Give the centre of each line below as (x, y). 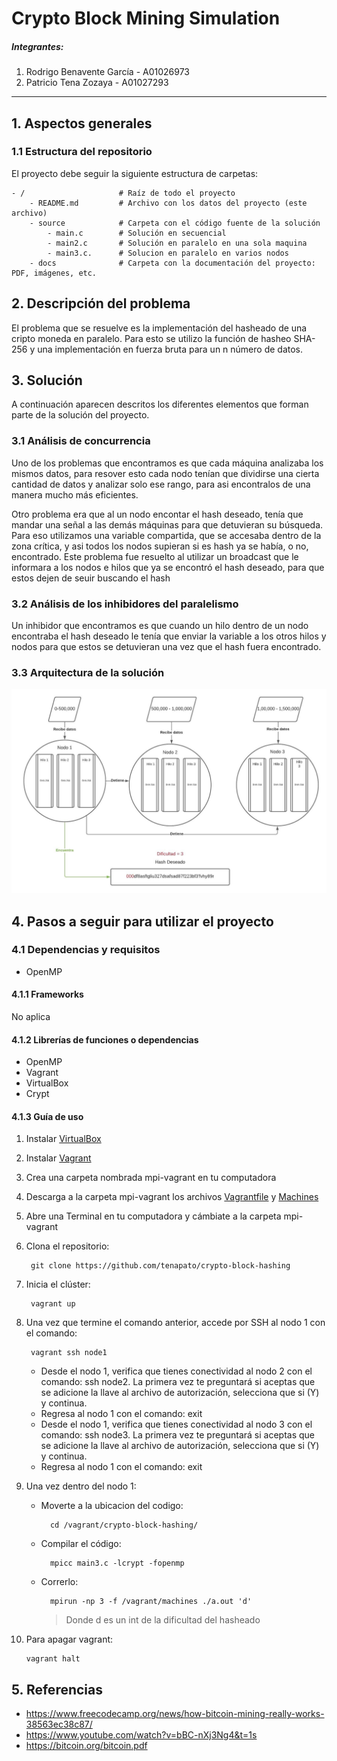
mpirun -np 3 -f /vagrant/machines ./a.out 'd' (151, 1602)
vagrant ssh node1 (69, 1353)
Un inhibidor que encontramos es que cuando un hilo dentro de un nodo (160, 626)
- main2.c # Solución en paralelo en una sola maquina (177, 243)
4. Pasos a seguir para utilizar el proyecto (142, 921)
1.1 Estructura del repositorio (82, 152)
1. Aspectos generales (82, 123)
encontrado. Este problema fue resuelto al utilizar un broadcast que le (155, 556)
